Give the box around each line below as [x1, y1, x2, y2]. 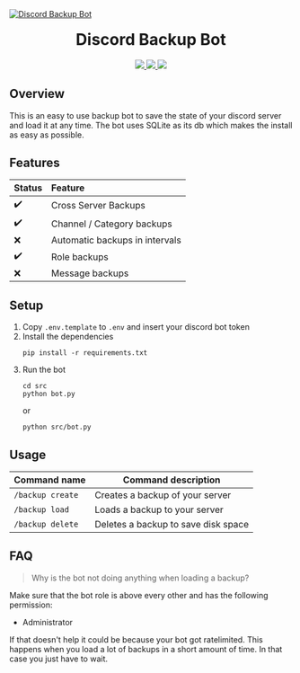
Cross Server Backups [50, 199, 146, 211]
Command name [13, 474, 86, 486]
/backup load [13, 505, 70, 515]
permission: [9, 599, 53, 610]
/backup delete [13, 519, 79, 529]
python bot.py [22, 390, 75, 399]
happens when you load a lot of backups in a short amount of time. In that [9, 643, 283, 654]
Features [9, 155, 60, 170]
